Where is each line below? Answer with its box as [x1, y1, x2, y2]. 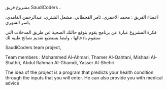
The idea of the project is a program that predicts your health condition [5, 69, 154, 75]
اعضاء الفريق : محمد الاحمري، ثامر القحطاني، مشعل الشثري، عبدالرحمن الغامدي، [5, 14, 159, 20]
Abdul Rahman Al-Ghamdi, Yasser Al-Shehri [22, 60, 115, 65]
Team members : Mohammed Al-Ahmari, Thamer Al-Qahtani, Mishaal [5, 54, 150, 60]
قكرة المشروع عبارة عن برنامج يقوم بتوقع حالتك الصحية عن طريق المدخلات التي [5, 29, 157, 35]
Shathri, [5, 60, 22, 65]
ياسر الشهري [5, 20, 30, 25]
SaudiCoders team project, [5, 44, 62, 50]
